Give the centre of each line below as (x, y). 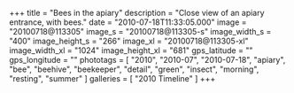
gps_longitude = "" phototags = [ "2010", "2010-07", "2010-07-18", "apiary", (147, 60)
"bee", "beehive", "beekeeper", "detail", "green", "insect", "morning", (134, 69)
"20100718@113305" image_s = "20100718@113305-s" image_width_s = (140, 31)
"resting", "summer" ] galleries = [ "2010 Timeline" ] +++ (112, 78)
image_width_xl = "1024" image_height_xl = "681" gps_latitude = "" (131, 50)
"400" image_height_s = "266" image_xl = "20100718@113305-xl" (129, 41)
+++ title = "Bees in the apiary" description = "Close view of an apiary (137, 13)
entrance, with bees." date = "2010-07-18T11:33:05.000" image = (128, 22)
